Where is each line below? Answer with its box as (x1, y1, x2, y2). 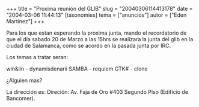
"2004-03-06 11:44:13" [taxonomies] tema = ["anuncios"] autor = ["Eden (6, 11, 187, 19)
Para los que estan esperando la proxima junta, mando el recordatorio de (6, 29, 187, 36)
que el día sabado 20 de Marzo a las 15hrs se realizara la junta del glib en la (6, 36, 194, 42)
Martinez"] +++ (6, 18, 45, 25)
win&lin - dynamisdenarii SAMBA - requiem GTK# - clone (6, 65, 148, 72)
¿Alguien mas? (6, 77, 43, 84)
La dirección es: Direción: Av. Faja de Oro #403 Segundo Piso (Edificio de (6, 88, 188, 95)
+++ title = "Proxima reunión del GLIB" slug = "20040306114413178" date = (6, 5, 194, 12)
